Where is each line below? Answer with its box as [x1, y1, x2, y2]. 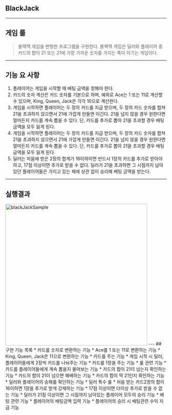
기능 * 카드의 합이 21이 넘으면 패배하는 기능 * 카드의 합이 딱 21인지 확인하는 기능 [5, 373, 165, 379]
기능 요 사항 [5, 71, 40, 80]
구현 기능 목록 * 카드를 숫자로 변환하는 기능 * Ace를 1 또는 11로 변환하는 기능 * [5, 347, 160, 353]
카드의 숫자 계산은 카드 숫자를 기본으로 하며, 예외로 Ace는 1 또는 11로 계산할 [12, 92, 163, 98]
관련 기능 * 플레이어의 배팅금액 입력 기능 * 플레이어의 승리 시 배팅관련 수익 [10, 398, 159, 404]
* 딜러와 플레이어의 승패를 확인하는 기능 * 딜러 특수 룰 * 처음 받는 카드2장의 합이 [5, 379, 165, 385]
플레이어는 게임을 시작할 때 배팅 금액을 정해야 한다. [12, 85, 114, 92]
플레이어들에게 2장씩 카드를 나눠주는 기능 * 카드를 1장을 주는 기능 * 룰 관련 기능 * [5, 360, 166, 366]
